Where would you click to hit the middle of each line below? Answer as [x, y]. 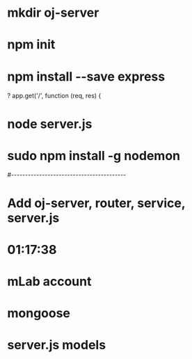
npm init [31, 45]
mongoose [39, 313]
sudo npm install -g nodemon [94, 155]
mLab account [49, 281]
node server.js [50, 124]
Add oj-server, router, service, [96, 203]
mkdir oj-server [53, 13]
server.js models [57, 345]
